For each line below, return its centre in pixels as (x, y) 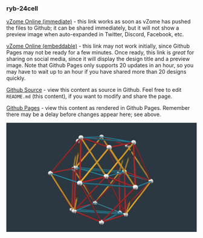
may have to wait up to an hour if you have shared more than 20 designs (96, 72)
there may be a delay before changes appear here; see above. (84, 114)
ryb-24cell (22, 8)
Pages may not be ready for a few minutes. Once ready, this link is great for (100, 53)
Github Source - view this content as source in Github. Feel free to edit (94, 90)
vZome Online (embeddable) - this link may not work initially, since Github (98, 46)
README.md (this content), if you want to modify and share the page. (89, 96)
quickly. (16, 78)
